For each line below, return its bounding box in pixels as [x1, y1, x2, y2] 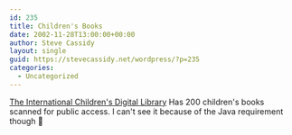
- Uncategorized [17, 72, 79, 81]
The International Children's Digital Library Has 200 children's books [9, 96, 265, 107]
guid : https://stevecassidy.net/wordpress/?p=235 [9, 55, 201, 64]
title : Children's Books [9, 22, 103, 31]
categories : [9, 64, 54, 73]
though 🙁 [9, 115, 43, 126]
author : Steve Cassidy [9, 38, 95, 48]
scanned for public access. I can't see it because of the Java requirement [9, 105, 284, 117]
